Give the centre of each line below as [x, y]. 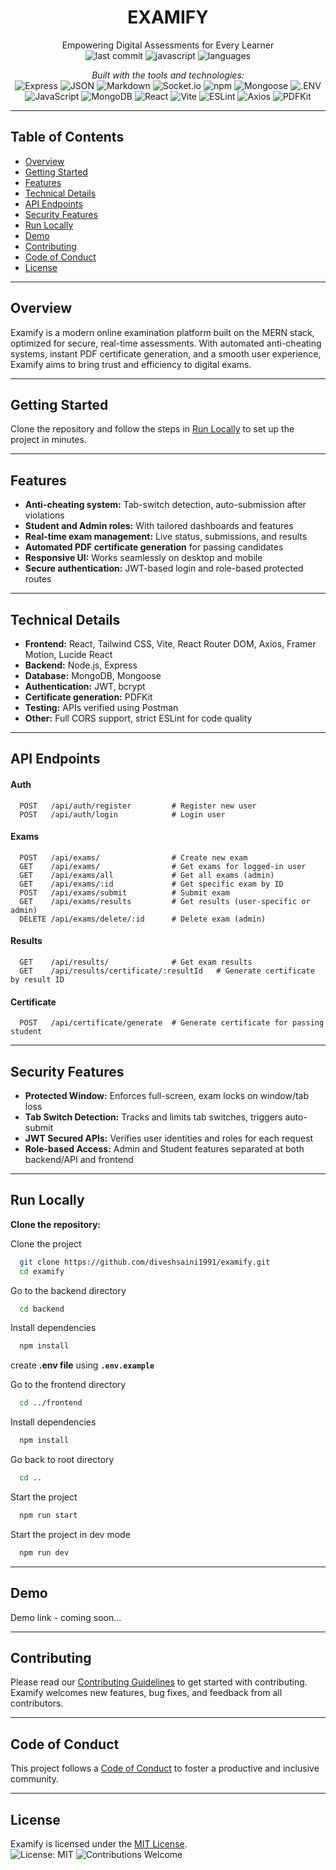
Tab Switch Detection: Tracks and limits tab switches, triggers [153, 1117]
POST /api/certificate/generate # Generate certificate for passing [172, 1023]
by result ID [37, 980]
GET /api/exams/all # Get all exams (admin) [147, 875]
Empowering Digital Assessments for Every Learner [168, 45]
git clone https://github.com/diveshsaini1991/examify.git [145, 1262]
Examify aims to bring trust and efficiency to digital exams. [131, 364]
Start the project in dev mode [70, 1534]
